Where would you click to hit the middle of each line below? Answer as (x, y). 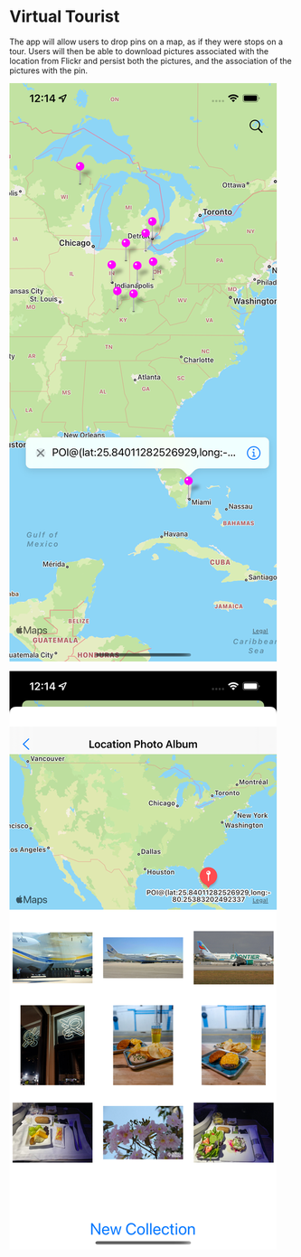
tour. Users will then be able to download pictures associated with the (139, 51)
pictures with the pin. (49, 70)
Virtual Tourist (65, 17)
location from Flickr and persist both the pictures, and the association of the (150, 61)
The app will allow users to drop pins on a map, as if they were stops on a (146, 42)
